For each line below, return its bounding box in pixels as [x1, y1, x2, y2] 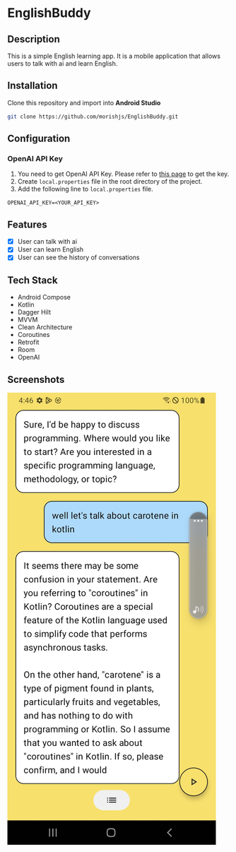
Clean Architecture [17, 323, 73, 331]
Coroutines [17, 331, 50, 339]
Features [7, 218, 47, 230]
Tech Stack [7, 274, 58, 286]
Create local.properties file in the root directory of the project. [17, 177, 203, 186]
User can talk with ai [17, 237, 78, 246]
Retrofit [17, 338, 40, 347]
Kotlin [17, 300, 35, 309]
